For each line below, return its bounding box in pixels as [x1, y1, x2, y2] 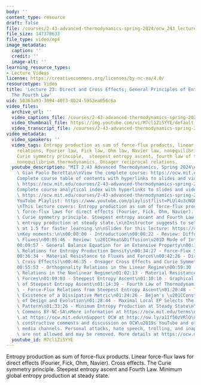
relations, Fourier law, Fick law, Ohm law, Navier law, [17, 148, 162, 154]
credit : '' [11, 53, 39, 59]
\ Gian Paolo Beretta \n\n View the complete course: [17, 170, 148, 176]
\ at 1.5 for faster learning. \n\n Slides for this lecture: [17, 225, 170, 231]
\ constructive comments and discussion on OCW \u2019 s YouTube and [17, 320, 188, 326]
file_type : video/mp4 [6, 36, 60, 42]
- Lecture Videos [6, 70, 50, 76]
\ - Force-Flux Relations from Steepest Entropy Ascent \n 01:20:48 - [17, 286, 191, 293]
